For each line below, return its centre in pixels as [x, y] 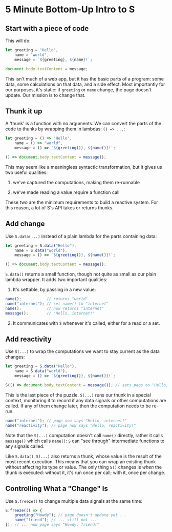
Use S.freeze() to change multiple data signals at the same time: [74, 501]
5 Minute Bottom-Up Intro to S [70, 9]
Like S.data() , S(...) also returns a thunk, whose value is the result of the [84, 456]
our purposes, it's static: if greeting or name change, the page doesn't [79, 90]
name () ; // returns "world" [47, 299]
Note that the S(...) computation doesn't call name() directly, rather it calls [84, 435]
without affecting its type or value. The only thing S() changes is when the [84, 467]
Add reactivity [29, 339]
